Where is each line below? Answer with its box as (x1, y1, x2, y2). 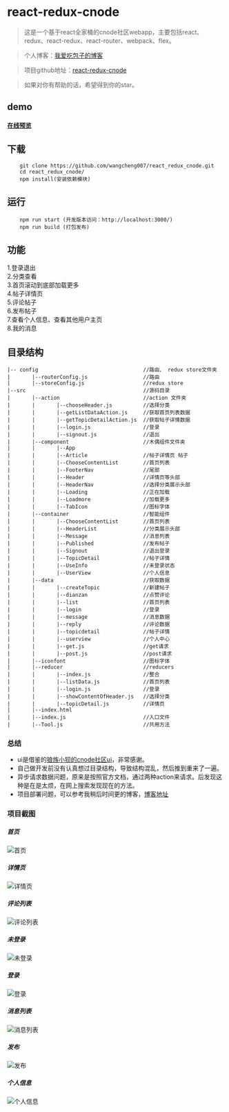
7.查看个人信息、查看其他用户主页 (7, 315, 103, 324)
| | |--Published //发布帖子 (7, 540, 170, 547)
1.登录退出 (7, 263, 36, 272)
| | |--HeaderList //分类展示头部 (7, 526, 181, 532)
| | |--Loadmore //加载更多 (7, 496, 170, 503)
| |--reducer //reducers (7, 664, 175, 671)
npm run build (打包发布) (19, 223, 90, 230)
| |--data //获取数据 (7, 577, 170, 584)
